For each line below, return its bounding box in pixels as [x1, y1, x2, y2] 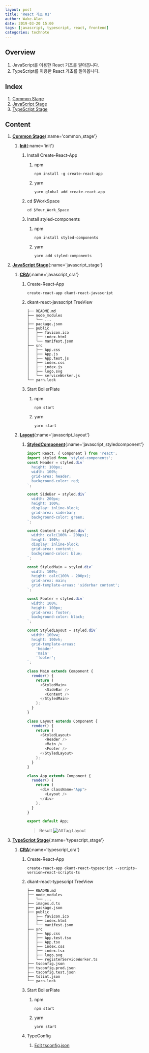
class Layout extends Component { [27, 719, 98, 724]
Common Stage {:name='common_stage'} [12, 133, 97, 139]
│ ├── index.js [27, 365, 62, 370]
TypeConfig [27, 1033, 51, 1039]
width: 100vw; [31, 633, 60, 638]
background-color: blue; [31, 551, 83, 556]
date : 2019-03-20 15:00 [5, 21, 54, 26]
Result [39, 828, 52, 834]
